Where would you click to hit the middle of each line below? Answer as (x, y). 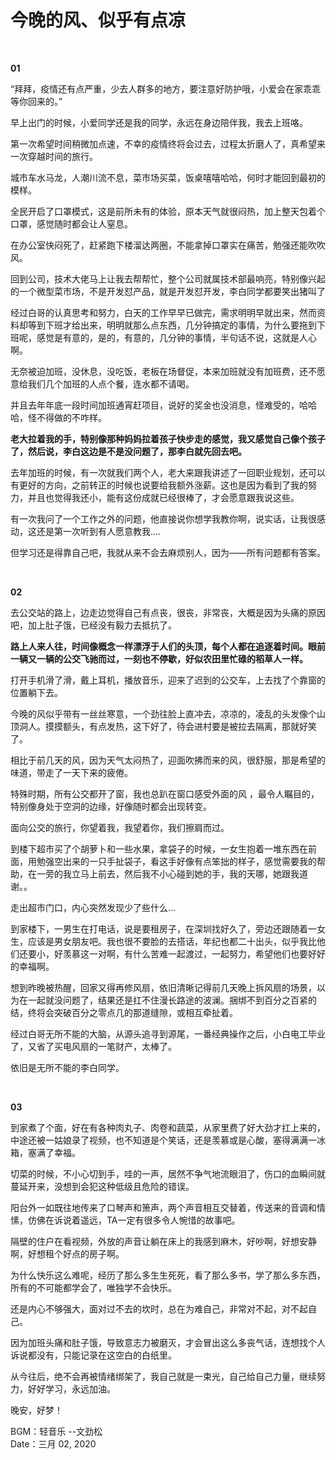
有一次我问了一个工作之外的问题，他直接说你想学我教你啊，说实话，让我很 (163, 518)
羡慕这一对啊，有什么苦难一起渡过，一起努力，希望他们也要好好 (194, 953)
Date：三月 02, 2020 (53, 1443)
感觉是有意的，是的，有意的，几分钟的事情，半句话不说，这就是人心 (176, 337)
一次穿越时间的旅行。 (54, 156)
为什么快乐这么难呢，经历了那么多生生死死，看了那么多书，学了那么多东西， (168, 1275)
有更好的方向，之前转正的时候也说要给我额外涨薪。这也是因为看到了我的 (159, 485)
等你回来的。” (36, 101)
